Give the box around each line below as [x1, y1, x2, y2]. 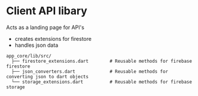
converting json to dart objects [6, 73, 89, 79]
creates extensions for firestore [14, 35, 92, 42]
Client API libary [6, 4, 88, 18]
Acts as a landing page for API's [6, 24, 85, 31]
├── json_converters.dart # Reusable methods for [11, 68, 168, 75]
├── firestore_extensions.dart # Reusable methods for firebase [11, 58, 193, 64]
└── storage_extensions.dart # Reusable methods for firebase [11, 79, 193, 85]
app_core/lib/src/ [6, 53, 52, 59]
